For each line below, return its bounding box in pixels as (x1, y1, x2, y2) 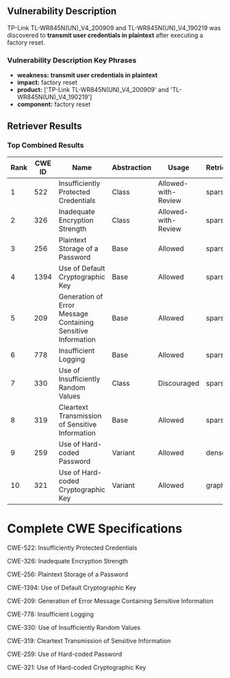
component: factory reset (16, 100, 91, 108)
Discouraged (157, 378, 200, 388)
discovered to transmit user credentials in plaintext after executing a (7, 31, 203, 39)
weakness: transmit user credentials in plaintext (16, 71, 158, 80)
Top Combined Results (7, 141, 84, 150)
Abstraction (112, 163, 152, 172)
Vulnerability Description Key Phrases (7, 55, 137, 65)
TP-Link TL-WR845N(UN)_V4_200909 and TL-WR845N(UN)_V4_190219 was (7, 23, 221, 32)
